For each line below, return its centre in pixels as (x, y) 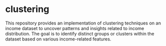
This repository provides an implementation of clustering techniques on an (83, 23)
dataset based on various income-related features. (58, 39)
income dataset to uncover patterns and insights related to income (75, 28)
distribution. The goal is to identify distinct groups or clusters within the (80, 33)
